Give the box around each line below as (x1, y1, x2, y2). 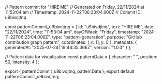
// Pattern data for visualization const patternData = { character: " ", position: (5, 54, 158, 60)
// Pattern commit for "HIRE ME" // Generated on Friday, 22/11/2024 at (5, 4, 145, 10)
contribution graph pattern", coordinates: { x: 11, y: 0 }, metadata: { (5, 39, 137, 45)
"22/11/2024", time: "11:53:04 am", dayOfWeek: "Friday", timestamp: (5, 29, 140, 34)
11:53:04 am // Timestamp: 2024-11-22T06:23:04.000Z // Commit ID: (5, 9, 142, 15)
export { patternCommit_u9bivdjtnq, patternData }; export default (5, 68, 134, 74)
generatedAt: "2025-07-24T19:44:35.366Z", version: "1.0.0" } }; (5, 45, 132, 50)
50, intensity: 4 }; (5, 59, 39, 65)
